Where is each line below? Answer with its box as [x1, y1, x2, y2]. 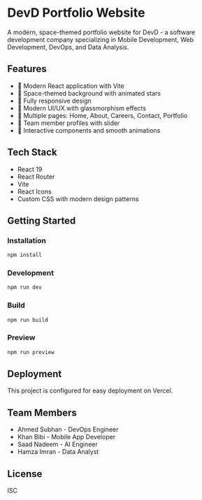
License [7, 468, 43, 480]
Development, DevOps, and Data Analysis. [7, 43, 129, 51]
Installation [7, 235, 47, 245]
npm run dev [7, 284, 42, 291]
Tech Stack [7, 147, 57, 159]
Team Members [7, 406, 77, 418]
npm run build [7, 316, 49, 323]
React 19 [17, 165, 43, 173]
